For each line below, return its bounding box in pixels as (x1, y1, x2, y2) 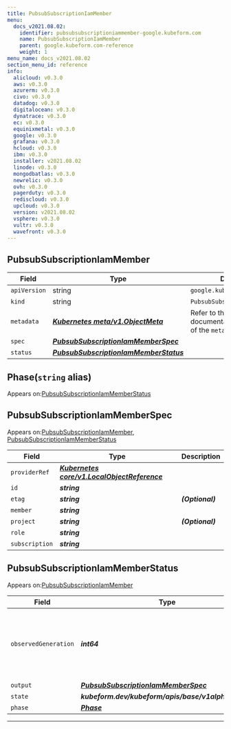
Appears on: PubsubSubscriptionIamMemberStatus (7, 390, 151, 397)
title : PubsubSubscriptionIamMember (7, 10, 112, 17)
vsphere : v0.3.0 (13, 215, 60, 222)
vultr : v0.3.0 (13, 221, 54, 228)
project (10, 517, 36, 525)
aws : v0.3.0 (13, 81, 48, 88)
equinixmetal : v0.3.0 (13, 126, 76, 132)
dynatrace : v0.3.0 (13, 112, 67, 119)
